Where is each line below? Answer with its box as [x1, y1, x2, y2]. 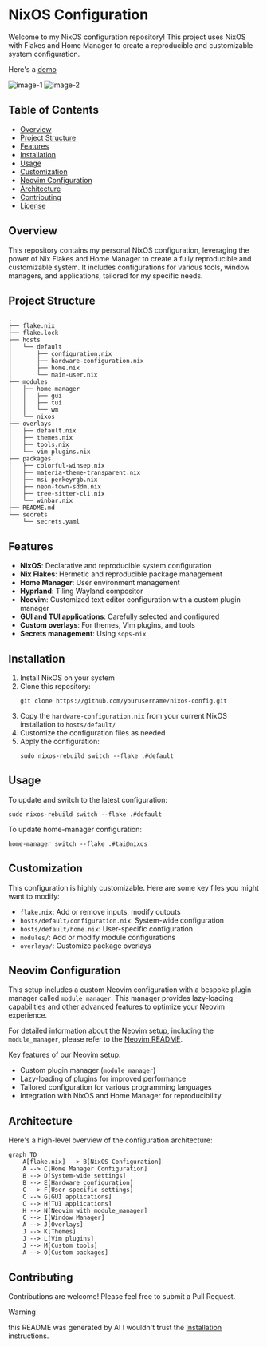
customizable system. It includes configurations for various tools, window [8, 262, 250, 272]
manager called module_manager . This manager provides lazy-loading [8, 994, 234, 1003]
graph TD [8, 1151, 37, 1159]
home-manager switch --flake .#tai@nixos [8, 839, 148, 848]
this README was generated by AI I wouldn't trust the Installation [8, 1323, 222, 1333]
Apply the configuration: [19, 737, 100, 746]
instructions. [8, 1331, 49, 1341]
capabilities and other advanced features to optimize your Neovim [8, 1002, 226, 1012]
